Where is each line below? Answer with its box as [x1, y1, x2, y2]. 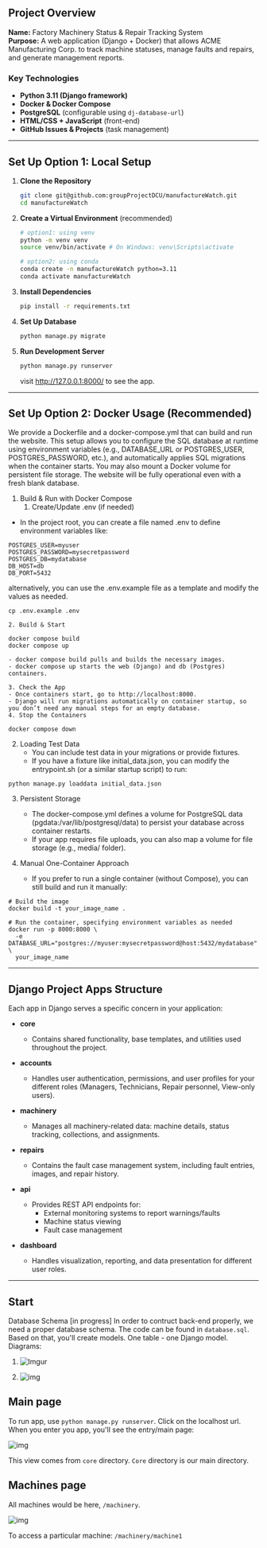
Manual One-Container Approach [19, 859, 130, 868]
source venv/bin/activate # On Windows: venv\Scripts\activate [19, 243, 234, 251]
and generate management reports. [8, 52, 125, 62]
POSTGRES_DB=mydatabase [8, 556, 87, 564]
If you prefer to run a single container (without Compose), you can [31, 874, 249, 883]
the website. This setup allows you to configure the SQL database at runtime [8, 436, 259, 446]
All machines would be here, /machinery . [8, 1500, 141, 1509]
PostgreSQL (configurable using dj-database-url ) [19, 107, 184, 118]
